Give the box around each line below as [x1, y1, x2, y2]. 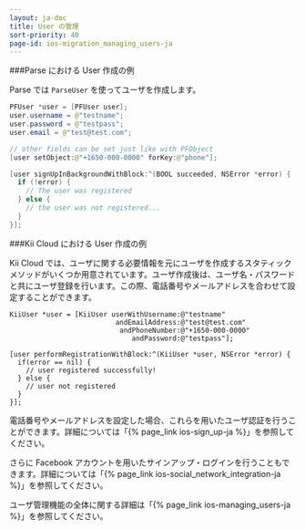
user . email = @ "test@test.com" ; [9, 128, 132, 137]
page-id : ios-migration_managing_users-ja [9, 38, 173, 48]
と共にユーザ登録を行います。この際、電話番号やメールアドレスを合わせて [9, 280, 289, 291]
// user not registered [25, 381, 117, 390]
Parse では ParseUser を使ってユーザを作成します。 [9, 84, 201, 96]
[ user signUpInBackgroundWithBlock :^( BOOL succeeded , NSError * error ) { [9, 170, 291, 179]
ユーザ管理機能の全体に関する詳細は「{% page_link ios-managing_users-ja [9, 499, 291, 510]
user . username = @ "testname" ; [9, 111, 125, 120]
